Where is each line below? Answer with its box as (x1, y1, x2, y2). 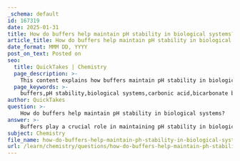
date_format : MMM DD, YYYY (7, 43, 88, 51)
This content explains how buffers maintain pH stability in (20, 76, 206, 84)
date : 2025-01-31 (7, 24, 59, 31)
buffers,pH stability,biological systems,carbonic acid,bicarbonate (20, 90, 229, 97)
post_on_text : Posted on (7, 51, 81, 58)
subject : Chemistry (7, 130, 66, 137)
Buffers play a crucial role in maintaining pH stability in (20, 123, 206, 130)
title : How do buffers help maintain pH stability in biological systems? (7, 30, 235, 38)
